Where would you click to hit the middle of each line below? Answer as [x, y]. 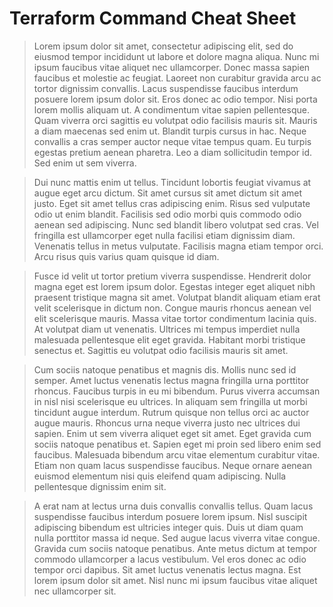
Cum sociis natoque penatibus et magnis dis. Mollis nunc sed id [165, 369]
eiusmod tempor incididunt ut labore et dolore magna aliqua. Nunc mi [176, 56]
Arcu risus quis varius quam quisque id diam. [126, 256]
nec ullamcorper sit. [75, 591]
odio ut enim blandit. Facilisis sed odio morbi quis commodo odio [167, 214]
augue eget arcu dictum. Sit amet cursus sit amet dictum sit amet [168, 193]
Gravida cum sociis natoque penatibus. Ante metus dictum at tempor [175, 548]
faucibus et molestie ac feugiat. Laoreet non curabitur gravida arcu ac [177, 78]
